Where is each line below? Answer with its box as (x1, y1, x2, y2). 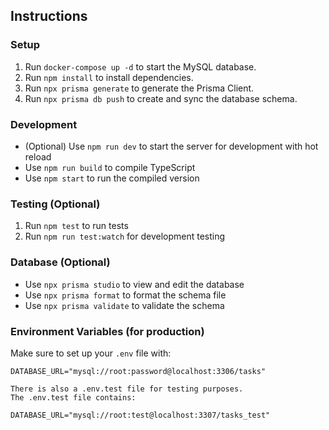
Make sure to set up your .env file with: (10, 347, 172, 359)
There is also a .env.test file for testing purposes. (10, 384, 244, 394)
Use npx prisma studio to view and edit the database (24, 278, 245, 290)
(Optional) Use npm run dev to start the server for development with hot (24, 140, 319, 152)
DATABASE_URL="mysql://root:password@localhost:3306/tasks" (10, 366, 267, 376)
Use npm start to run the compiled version (24, 172, 200, 184)
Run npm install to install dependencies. (24, 71, 194, 83)
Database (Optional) (10, 255, 111, 269)
